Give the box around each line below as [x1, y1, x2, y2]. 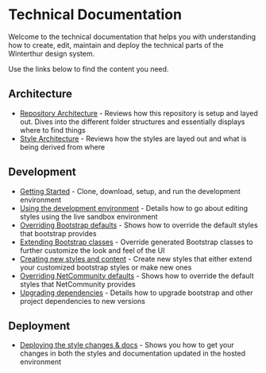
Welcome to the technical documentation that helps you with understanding [8, 32, 256, 41]
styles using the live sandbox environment [19, 212, 158, 221]
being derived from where [19, 142, 106, 152]
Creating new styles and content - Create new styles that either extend [19, 254, 253, 263]
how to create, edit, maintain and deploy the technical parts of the [8, 40, 224, 49]
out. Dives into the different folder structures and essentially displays [19, 117, 245, 126]
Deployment [8, 319, 71, 332]
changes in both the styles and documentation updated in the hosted [19, 348, 246, 359]
